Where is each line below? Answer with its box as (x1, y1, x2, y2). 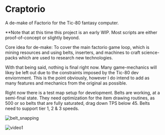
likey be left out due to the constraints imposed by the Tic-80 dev (5, 69, 139, 75)
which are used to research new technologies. (18, 54, 113, 60)
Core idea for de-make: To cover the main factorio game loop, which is (5, 44, 150, 50)
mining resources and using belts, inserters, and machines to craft (5, 49, 140, 55)
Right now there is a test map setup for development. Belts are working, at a (5, 90, 160, 95)
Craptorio (5, 3, 46, 15)
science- (141, 49, 160, 55)
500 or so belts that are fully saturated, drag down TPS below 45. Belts (5, 100, 150, 106)
